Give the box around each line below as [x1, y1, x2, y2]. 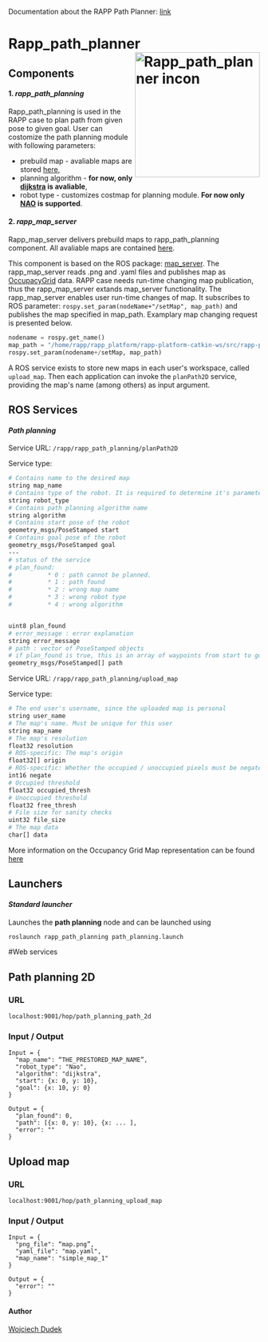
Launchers [8, 877, 63, 891]
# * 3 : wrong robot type [8, 593, 127, 601]
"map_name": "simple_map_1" [15, 1255, 109, 1263]
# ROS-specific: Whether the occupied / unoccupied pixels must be [8, 764, 238, 773]
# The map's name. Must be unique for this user [8, 719, 173, 727]
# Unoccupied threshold [8, 793, 88, 802]
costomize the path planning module [8, 132, 128, 142]
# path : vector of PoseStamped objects [8, 644, 145, 653]
